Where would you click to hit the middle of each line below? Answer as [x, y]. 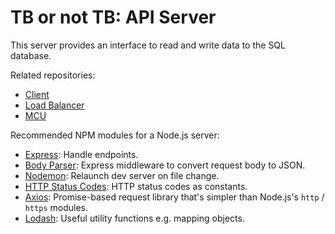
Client [37, 94]
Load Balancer [54, 105]
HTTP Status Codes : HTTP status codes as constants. [136, 186]
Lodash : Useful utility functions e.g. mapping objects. [134, 218]
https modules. [56, 207]
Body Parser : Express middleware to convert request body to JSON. [165, 165]
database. [31, 55]
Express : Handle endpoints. [81, 154]
